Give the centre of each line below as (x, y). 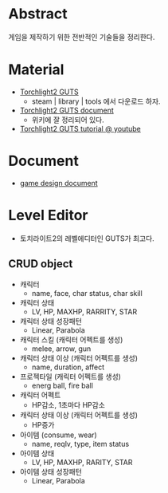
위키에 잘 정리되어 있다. (68, 120)
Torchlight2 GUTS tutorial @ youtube (80, 128)
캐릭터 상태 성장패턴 (51, 321)
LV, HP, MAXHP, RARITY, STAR (82, 462)
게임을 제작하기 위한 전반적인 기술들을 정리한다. (82, 37)
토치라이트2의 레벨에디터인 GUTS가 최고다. (87, 238)
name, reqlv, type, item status (80, 444)
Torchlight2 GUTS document (66, 110)
